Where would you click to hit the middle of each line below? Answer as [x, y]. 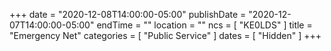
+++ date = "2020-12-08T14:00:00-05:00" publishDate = [128, 14]
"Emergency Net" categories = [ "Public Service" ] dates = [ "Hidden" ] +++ [165, 35]
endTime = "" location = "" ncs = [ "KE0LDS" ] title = [204, 25]
